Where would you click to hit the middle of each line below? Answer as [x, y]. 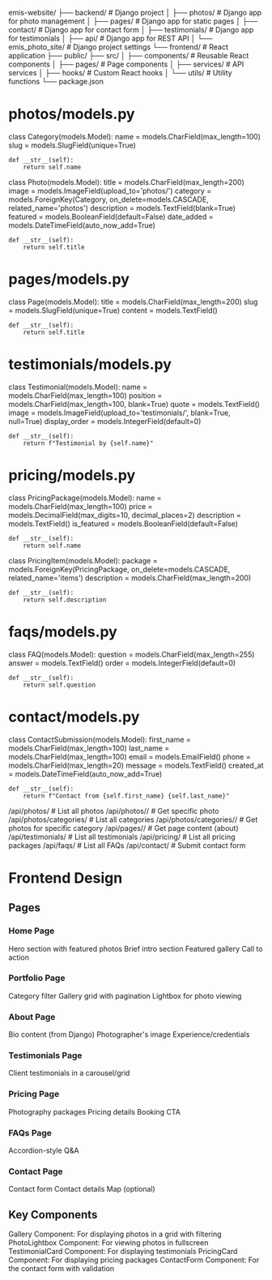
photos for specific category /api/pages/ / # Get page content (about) [123, 828]
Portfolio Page [37, 978]
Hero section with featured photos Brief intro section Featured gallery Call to [136, 948]
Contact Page [36, 1171]
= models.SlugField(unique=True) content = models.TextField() [113, 310]
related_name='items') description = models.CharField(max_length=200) [130, 578]
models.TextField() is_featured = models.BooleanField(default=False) [123, 524]
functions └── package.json [56, 81]
